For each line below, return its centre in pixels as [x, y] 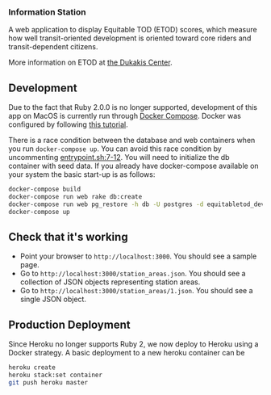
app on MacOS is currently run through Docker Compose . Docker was [125, 116]
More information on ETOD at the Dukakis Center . [90, 62]
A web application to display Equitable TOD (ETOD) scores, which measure [133, 30]
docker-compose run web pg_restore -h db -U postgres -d [106, 204]
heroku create [32, 368]
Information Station [47, 12]
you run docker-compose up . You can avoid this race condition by [115, 149]
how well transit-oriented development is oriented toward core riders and [130, 38]
